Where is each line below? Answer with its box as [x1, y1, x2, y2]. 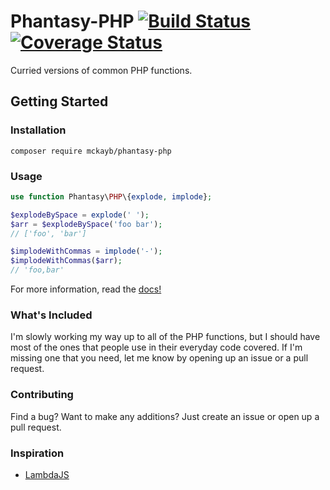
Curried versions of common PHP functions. [10, 64, 193, 76]
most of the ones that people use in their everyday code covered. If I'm [10, 341, 303, 354]
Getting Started [10, 93, 109, 110]
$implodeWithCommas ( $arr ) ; [10, 256, 123, 266]
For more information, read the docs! [10, 283, 162, 295]
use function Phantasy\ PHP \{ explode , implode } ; [10, 191, 213, 202]
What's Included [10, 308, 93, 322]
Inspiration [10, 446, 65, 460]
